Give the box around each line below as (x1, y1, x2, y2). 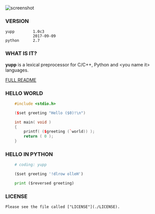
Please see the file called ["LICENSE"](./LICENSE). (5, 204, 120, 209)
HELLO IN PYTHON (5, 151, 53, 158)
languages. (5, 67, 29, 73)
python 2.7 (5, 38, 40, 43)
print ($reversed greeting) (14, 181, 74, 186)
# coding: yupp (14, 162, 47, 168)
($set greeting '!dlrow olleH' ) (14, 172, 83, 177)
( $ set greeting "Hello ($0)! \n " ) (14, 110, 86, 115)
